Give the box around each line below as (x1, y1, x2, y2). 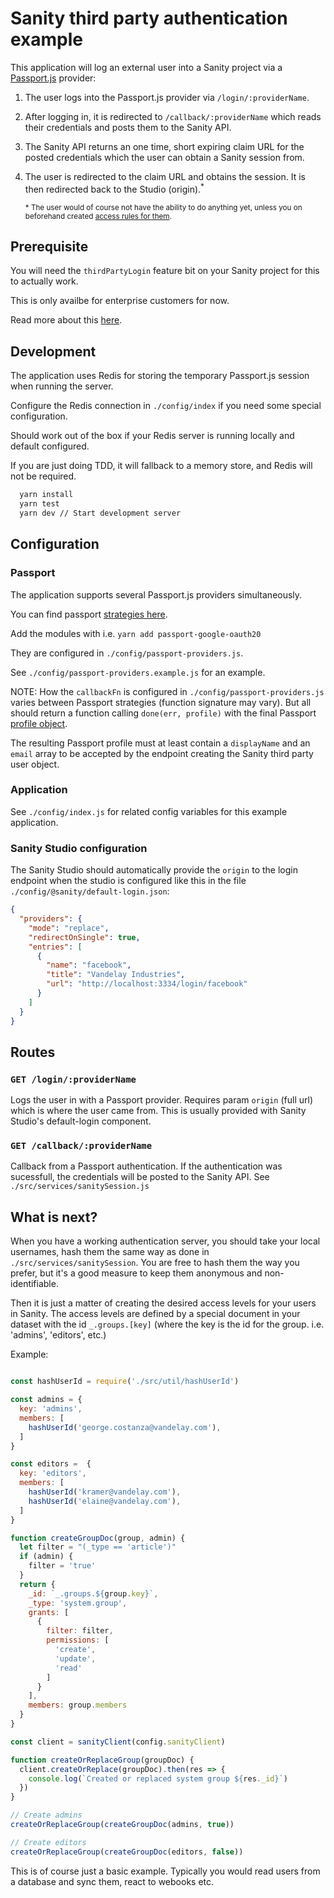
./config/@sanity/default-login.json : (10, 885, 170, 897)
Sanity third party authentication (10, 7, 288, 30)
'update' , (54, 1653, 97, 1664)
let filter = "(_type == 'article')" (19, 1542, 177, 1552)
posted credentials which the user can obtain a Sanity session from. (24, 151, 305, 163)
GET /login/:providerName (10, 1073, 137, 1085)
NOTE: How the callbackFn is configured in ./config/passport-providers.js (10, 685, 325, 697)
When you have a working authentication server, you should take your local (10, 1235, 321, 1247)
